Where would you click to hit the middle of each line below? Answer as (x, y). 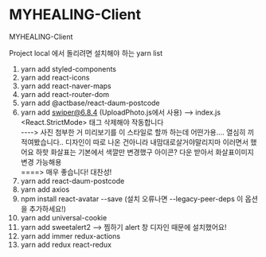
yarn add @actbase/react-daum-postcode (90, 103)
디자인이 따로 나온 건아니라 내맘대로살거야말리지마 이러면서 (157, 142)
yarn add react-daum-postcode (72, 181)
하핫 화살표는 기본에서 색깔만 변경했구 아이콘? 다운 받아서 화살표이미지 (145, 152)
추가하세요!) (48, 208)
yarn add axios (45, 189)
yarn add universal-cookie (64, 217)
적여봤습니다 (40, 142)
